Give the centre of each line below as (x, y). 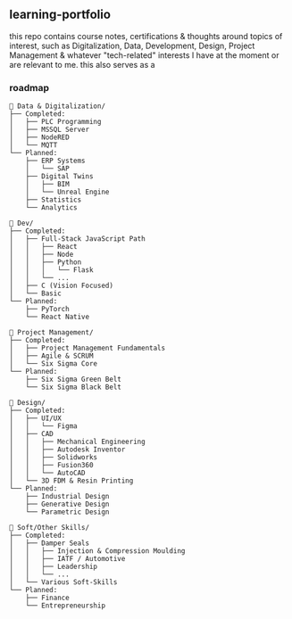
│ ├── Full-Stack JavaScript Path (77, 239)
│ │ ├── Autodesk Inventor (67, 450)
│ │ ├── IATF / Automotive (67, 559)
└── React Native (58, 317)
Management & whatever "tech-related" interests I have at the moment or (144, 55)
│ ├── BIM (47, 185)
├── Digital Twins (59, 177)
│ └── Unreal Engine (67, 192)
